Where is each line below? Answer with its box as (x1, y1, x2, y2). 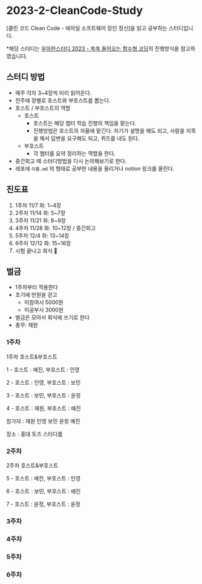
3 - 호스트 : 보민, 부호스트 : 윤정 (6, 391, 81, 399)
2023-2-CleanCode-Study (6, 4, 143, 18)
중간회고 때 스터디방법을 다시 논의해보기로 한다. (15, 157, 127, 164)
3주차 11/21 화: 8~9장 (15, 216, 67, 224)
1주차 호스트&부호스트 (6, 353, 57, 360)
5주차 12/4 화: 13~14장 (15, 231, 70, 239)
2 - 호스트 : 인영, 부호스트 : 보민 (6, 379, 81, 386)
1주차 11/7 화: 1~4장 (15, 201, 62, 209)
